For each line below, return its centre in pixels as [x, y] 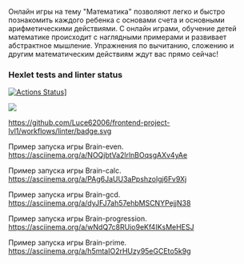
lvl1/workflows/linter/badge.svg [60, 131]
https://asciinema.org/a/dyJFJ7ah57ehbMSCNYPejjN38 [100, 203]
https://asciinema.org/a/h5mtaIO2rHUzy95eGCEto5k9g [100, 251]
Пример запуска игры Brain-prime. [68, 242]
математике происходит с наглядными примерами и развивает [118, 37]
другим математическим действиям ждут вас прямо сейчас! [113, 54]
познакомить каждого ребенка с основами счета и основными [117, 20]
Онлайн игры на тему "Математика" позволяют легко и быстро [117, 12]
